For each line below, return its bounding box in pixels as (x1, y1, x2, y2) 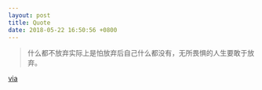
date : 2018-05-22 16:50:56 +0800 (8, 26, 118, 34)
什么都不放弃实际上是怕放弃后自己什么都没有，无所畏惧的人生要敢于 (27, 49, 248, 58)
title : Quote (8, 19, 51, 27)
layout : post (8, 11, 51, 20)
